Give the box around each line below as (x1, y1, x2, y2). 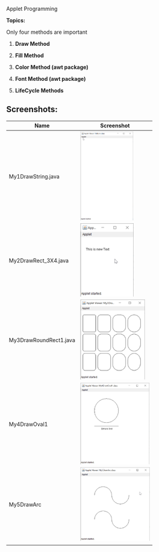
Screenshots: (6, 104, 58, 115)
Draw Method (14, 40, 50, 47)
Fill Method (14, 52, 44, 59)
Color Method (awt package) (14, 63, 89, 71)
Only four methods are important (6, 28, 87, 36)
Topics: (6, 17, 26, 24)
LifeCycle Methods (14, 87, 64, 94)
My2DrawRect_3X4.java (8, 256, 69, 264)
